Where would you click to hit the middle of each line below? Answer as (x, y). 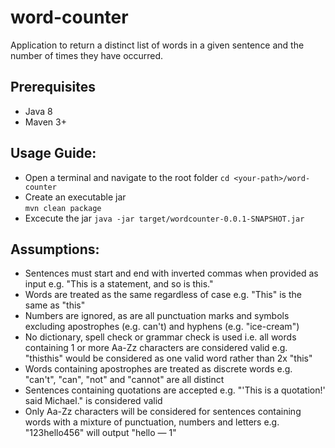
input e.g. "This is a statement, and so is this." (119, 284)
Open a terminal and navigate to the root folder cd (127, 177)
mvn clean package (63, 208)
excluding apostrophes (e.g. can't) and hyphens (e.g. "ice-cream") (162, 327)
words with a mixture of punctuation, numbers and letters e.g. (152, 422)
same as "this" (55, 305)
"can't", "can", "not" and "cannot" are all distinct (124, 380)
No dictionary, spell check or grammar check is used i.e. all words (160, 337)
